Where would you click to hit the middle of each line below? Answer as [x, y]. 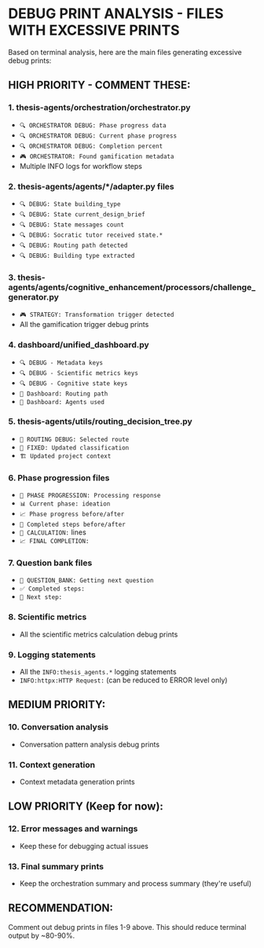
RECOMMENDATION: [61, 908]
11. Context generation [52, 765]
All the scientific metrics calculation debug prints [99, 634]
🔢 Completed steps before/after [72, 525]
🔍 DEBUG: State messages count [71, 225]
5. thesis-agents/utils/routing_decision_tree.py [100, 421]
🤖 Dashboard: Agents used [62, 402]
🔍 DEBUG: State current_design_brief [82, 214]
